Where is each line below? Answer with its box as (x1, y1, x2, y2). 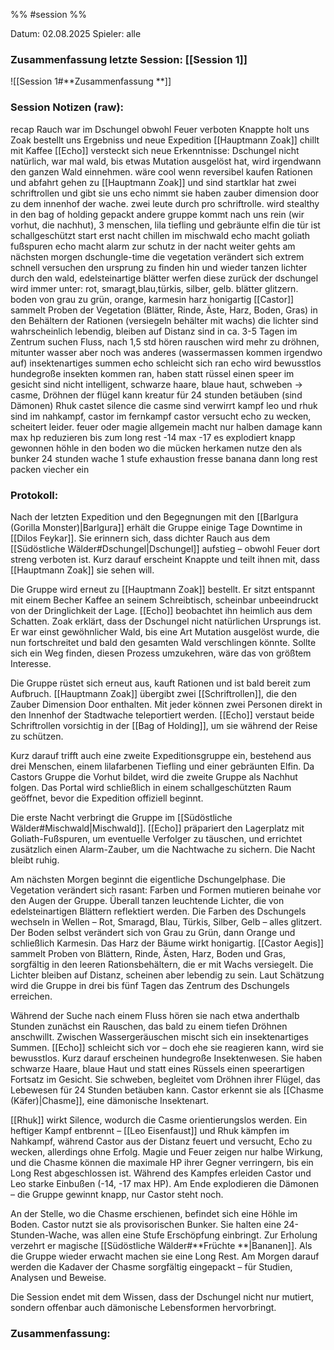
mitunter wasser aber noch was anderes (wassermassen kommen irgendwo (10, 346, 323, 358)
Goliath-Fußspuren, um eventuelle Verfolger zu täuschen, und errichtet (10, 832, 303, 844)
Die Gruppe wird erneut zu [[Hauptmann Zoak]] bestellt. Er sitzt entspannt (10, 583, 316, 595)
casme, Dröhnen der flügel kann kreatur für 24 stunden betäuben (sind (10, 389, 303, 401)
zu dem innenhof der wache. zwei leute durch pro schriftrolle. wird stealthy (10, 197, 320, 209)
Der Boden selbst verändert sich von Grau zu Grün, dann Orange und (10, 926, 296, 938)
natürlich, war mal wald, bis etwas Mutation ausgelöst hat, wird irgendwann (10, 155, 322, 167)
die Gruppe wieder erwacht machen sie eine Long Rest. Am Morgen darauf (10, 1250, 320, 1262)
